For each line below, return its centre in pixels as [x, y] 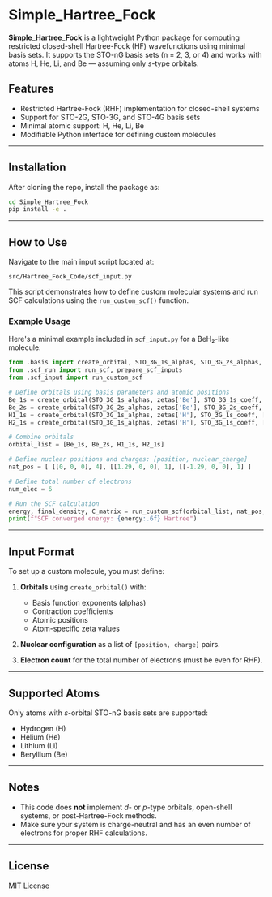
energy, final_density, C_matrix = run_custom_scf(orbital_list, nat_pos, [137, 511]
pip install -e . [38, 209]
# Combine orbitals [41, 437]
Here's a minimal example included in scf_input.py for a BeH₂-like [119, 339]
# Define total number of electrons [70, 481]
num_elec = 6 [30, 489]
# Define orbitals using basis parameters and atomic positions [119, 392]
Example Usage [40, 321]
